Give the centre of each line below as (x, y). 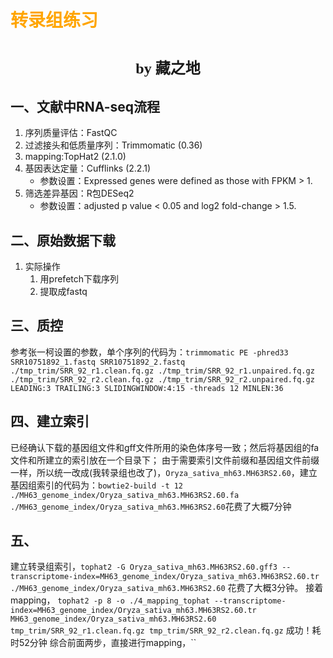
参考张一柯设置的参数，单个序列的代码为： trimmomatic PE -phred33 (149, 352)
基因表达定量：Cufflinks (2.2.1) (88, 168)
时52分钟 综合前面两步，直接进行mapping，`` (103, 643)
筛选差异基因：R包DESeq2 (79, 193)
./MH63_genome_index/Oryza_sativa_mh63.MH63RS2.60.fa (125, 495)
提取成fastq (63, 291)
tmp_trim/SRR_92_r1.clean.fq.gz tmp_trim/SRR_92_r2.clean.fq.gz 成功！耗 (166, 630)
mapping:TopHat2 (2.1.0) (75, 157)
